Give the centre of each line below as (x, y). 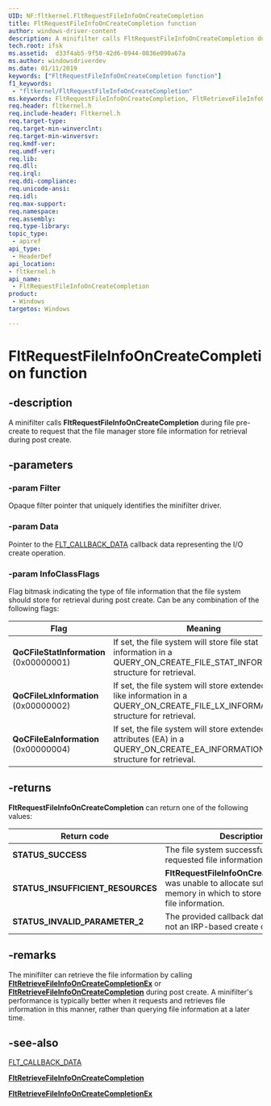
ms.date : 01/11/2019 (43, 69)
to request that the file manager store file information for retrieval (139, 431)
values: (20, 816)
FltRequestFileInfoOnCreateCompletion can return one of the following (128, 807)
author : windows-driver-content (63, 31)
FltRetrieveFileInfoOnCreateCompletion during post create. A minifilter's (131, 992)
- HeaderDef (32, 256)
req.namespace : (34, 211)
